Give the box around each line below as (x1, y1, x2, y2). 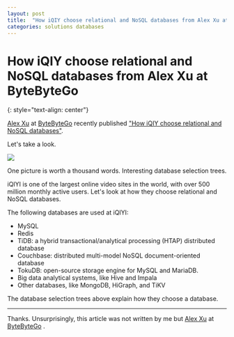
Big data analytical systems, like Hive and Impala (17, 274, 157, 282)
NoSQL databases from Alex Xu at (7, 68, 208, 84)
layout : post (7, 10, 45, 17)
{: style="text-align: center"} (7, 106, 89, 114)
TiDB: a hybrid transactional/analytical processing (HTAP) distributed (17, 237, 216, 245)
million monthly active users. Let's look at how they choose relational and (7, 187, 217, 196)
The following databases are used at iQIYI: (7, 208, 129, 217)
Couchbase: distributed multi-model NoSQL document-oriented (17, 251, 201, 260)
